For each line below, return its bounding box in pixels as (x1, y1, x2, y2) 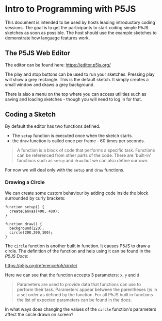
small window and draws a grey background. (5, 82, 95, 87)
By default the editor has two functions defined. (5, 123, 100, 129)
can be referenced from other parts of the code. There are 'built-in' (16, 152, 152, 158)
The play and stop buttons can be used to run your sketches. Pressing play (5, 71, 155, 77)
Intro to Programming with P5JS (5, 3, 136, 15)
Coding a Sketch (5, 110, 56, 118)
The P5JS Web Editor (5, 49, 70, 57)
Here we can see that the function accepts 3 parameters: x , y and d (5, 272, 139, 278)
